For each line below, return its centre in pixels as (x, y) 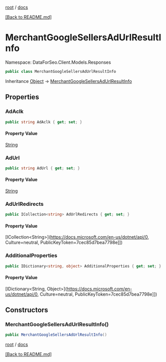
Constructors (27, 310)
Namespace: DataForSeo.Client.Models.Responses (58, 62)
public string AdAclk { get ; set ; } (44, 122)
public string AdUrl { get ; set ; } (43, 168)
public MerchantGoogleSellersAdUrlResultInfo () (56, 335)
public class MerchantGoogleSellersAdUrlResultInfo (61, 71)
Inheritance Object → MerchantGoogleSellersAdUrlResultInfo (69, 81)
